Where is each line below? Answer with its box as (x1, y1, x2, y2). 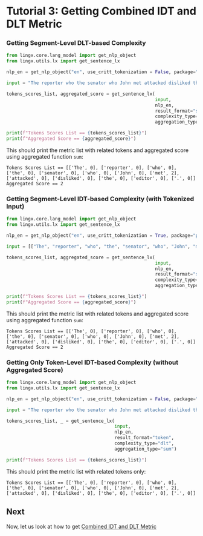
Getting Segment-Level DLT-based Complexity (6, 39, 146, 47)
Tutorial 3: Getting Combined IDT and (6, 4, 197, 18)
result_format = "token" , (114, 435, 174, 441)
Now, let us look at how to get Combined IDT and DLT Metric (6, 523, 157, 530)
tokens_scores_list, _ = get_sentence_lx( (6, 418, 115, 424)
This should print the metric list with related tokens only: (6, 468, 146, 475)
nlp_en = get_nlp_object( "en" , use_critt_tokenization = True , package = (6, 233, 193, 239)
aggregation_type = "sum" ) (114, 446, 177, 452)
